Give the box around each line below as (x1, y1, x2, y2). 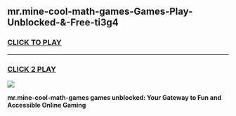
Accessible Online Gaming (7, 101, 86, 109)
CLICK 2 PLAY (7, 64, 56, 74)
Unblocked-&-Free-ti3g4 (7, 17, 119, 29)
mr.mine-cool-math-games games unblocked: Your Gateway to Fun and (7, 93, 222, 101)
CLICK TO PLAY (7, 38, 62, 48)
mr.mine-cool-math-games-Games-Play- (7, 6, 193, 18)
